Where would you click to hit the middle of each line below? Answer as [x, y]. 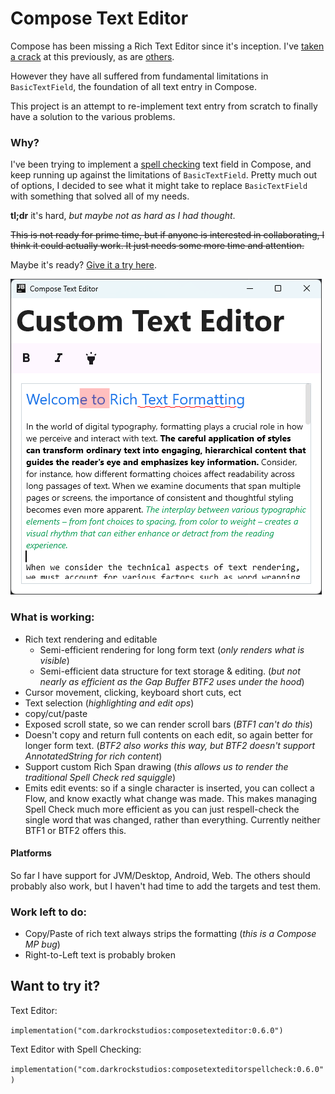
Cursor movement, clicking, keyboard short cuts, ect [133, 692]
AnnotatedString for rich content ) [93, 756]
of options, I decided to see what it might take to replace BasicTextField [159, 186]
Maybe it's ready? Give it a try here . [84, 265]
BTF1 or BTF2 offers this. [75, 830]
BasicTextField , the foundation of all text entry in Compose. [134, 86]
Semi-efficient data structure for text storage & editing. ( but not [170, 671]
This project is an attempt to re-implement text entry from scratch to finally [164, 106]
